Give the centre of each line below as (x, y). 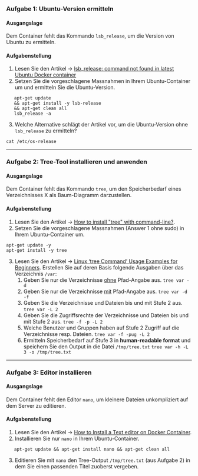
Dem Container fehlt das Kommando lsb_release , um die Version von (90, 36)
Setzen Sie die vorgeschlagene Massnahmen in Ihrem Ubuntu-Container (102, 81)
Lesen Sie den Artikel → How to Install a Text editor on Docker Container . (103, 432)
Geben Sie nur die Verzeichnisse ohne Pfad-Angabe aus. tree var (104, 280)
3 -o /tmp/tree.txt (47, 352)
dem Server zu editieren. (36, 405)
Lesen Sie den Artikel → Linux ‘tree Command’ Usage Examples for (96, 261)
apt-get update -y (29, 245)
